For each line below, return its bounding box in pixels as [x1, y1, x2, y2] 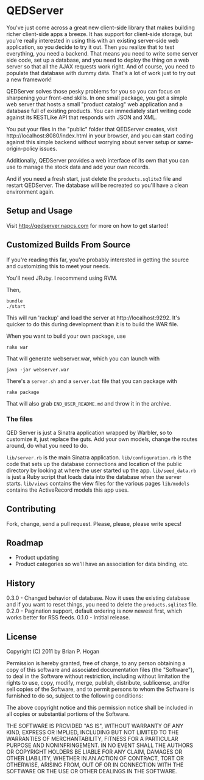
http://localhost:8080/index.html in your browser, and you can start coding [6, 132, 194, 139]
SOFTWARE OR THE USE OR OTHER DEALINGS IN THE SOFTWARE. [6, 768, 177, 775]
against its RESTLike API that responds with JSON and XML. [6, 114, 157, 121]
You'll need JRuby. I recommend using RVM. [6, 274, 118, 282]
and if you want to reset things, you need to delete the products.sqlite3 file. [6, 601, 198, 608]
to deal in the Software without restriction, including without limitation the [6, 672, 190, 680]
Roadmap [6, 538, 44, 549]
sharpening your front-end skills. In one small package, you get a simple [6, 94, 188, 101]
